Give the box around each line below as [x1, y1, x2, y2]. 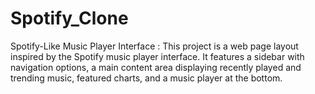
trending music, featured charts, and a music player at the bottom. [10, 72, 283, 84]
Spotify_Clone [10, 7, 129, 30]
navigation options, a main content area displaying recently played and [10, 61, 302, 73]
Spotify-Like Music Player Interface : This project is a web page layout [10, 40, 299, 52]
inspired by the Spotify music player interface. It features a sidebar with [10, 50, 305, 62]
